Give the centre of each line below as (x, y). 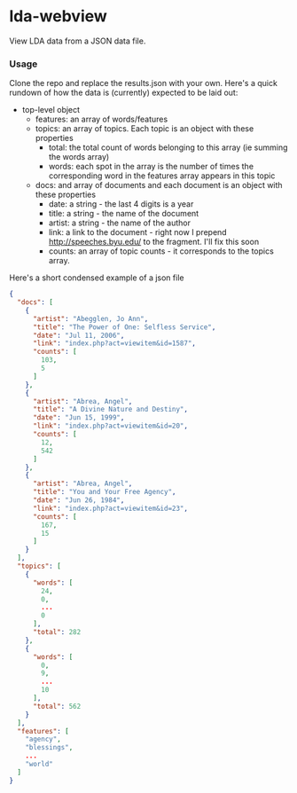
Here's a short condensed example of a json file (97, 278)
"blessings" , (49, 748)
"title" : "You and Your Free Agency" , (104, 492)
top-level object (51, 110)
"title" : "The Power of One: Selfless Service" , (124, 327)
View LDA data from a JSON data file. (78, 41)
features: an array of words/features (102, 119)
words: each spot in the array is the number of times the (151, 167)
